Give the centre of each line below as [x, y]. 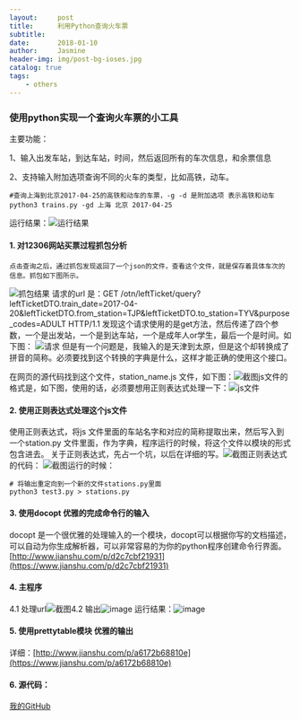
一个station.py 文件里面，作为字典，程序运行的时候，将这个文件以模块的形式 [150, 443]
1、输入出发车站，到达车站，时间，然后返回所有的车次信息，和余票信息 [140, 157]
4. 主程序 [26, 587]
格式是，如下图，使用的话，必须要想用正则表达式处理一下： [119, 388]
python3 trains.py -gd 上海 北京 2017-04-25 [91, 205]
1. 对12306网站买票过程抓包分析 [69, 245]
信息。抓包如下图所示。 [46, 276]
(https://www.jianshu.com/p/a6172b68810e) [90, 663]
